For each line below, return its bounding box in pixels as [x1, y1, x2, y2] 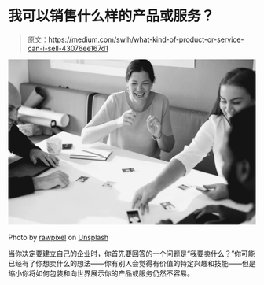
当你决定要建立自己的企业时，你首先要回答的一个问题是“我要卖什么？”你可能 [8, 249, 255, 258]
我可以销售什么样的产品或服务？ [8, 7, 215, 25]
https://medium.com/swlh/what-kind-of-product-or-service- [48, 35, 244, 44]
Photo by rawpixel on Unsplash [8, 232, 109, 242]
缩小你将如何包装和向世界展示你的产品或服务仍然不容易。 [8, 268, 194, 278]
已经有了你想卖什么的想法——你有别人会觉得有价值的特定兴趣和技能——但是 [8, 258, 256, 268]
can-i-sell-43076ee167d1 [27, 43, 108, 53]
